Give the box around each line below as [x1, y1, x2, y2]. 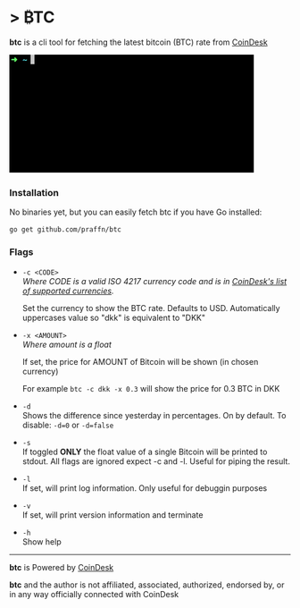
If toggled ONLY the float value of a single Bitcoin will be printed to [21, 446, 268, 457]
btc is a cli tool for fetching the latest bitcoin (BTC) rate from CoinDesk [9, 37, 268, 47]
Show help [21, 536, 62, 547]
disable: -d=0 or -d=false [21, 419, 114, 430]
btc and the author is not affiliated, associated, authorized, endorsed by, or [9, 579, 285, 590]
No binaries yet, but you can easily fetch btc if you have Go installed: [9, 207, 262, 217]
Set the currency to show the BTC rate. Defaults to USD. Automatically [21, 302, 280, 313]
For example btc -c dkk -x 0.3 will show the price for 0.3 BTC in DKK [21, 383, 280, 393]
